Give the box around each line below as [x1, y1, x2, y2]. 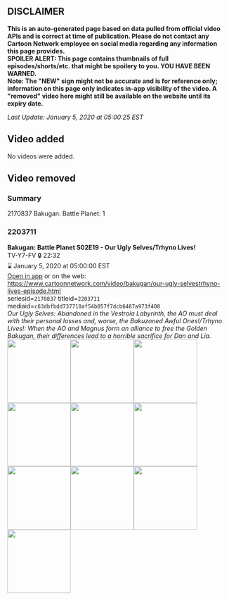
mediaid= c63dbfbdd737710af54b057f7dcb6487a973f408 [7, 301, 160, 310]
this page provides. [7, 46, 65, 55]
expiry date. [7, 99, 44, 108]
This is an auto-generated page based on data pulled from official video [7, 24, 221, 32]
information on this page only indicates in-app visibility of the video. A [7, 84, 218, 92]
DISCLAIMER [7, 6, 65, 18]
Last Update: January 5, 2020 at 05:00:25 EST [7, 113, 144, 121]
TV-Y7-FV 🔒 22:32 [7, 251, 61, 259]
